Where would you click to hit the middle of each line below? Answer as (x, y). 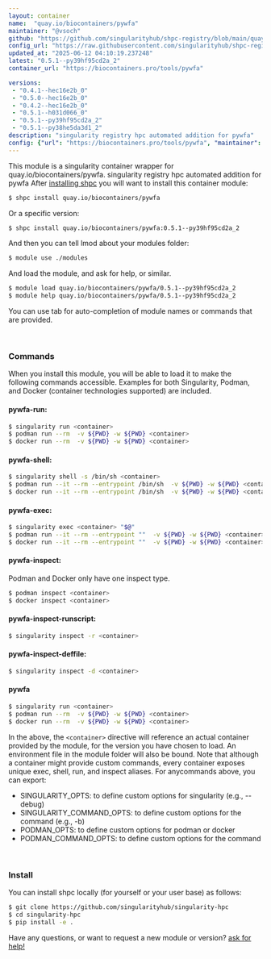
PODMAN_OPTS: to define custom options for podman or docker (127, 830)
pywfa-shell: (30, 460)
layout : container (39, 16)
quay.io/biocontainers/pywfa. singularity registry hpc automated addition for (135, 174)
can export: (27, 780)
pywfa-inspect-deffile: (48, 654)
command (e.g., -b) (52, 821)
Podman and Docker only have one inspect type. (90, 578)
